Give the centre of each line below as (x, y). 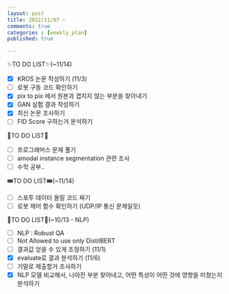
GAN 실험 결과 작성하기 (48, 105)
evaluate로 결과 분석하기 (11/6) (59, 258)
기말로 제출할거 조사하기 (49, 267)
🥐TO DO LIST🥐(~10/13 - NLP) (48, 219)
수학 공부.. (31, 166)
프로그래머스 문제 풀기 (47, 149)
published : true (30, 39)
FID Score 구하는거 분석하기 (55, 122)
